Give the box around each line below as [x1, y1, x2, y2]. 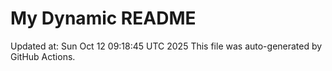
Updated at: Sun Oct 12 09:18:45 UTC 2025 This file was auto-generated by [10, 40, 323, 52]
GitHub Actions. [10, 50, 76, 62]
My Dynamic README [10, 7, 197, 30]
